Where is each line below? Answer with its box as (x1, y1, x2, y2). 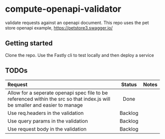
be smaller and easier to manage (7, 102, 83, 109)
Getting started (5, 39, 53, 48)
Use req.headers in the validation (7, 110, 84, 116)
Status (121, 81, 137, 88)
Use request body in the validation (7, 125, 87, 132)
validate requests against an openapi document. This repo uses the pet (5, 20, 149, 26)
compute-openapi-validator (5, 3, 121, 15)
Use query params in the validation (7, 117, 88, 124)
